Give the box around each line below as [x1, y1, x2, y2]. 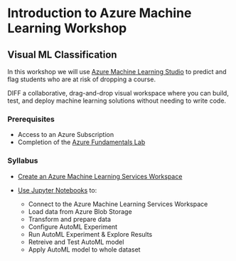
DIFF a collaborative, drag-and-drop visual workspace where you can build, [7, 89, 229, 97]
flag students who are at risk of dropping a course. [7, 75, 156, 83]
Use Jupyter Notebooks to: [17, 185, 97, 194]
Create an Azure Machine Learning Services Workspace [17, 172, 183, 180]
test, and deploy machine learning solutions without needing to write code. [7, 96, 226, 105]
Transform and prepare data [28, 215, 112, 223]
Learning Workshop [7, 20, 127, 36]
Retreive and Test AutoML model [28, 237, 124, 246]
